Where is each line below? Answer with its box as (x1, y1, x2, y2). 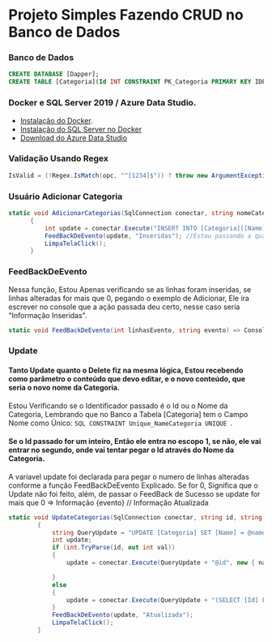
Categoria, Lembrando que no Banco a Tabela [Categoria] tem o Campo (8, 409, 249, 419)
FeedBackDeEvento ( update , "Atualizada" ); (51, 611, 194, 619)
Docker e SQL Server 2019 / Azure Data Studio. (8, 97, 197, 109)
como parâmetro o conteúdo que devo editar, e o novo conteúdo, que (8, 373, 245, 383)
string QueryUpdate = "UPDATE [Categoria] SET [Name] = (51, 528, 244, 536)
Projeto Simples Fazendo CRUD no (8, 6, 244, 24)
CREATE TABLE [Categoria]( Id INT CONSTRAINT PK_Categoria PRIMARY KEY (8, 78, 252, 86)
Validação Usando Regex (8, 153, 109, 164)
